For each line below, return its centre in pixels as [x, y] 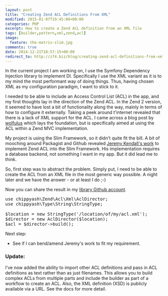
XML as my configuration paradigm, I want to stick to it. [62, 87]
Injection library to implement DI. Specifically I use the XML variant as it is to [83, 76]
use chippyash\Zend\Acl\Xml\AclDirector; [57, 199]
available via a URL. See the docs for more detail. [56, 288]
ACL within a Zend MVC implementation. [47, 128]
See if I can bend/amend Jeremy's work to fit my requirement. [76, 243]
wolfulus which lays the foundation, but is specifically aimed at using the [80, 123]
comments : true [21, 47]
